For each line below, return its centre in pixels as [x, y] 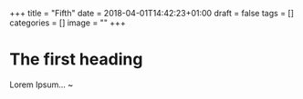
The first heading [76, 59]
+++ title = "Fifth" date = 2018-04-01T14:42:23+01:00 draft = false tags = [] [152, 13]
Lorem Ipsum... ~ [42, 84]
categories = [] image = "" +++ [68, 23]
